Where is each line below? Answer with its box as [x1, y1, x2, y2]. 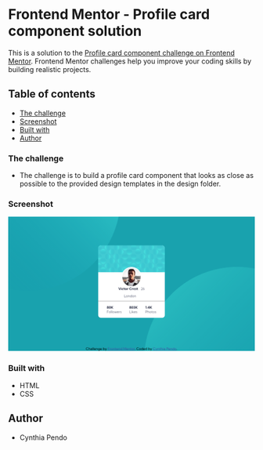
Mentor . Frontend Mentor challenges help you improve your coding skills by [8, 56, 252, 66]
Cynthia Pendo [19, 433, 68, 442]
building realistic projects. [8, 64, 92, 74]
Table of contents [8, 88, 95, 101]
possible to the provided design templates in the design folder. [19, 179, 222, 189]
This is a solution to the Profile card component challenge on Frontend [8, 48, 235, 57]
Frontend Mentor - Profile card [8, 5, 210, 24]
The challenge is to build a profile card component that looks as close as [19, 171, 254, 180]
